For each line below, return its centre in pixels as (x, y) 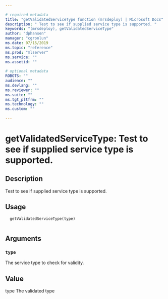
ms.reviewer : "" (22, 90)
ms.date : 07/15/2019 (27, 43)
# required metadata (27, 15)
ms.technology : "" (24, 104)
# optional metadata (27, 71)
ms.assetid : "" (21, 62)
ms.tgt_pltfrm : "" (24, 99)
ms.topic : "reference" (29, 48)
